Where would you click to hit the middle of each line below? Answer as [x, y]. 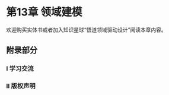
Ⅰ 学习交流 [20, 69]
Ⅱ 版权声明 [21, 86]
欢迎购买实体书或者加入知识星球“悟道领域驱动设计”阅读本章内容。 [87, 30]
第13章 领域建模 [44, 12]
